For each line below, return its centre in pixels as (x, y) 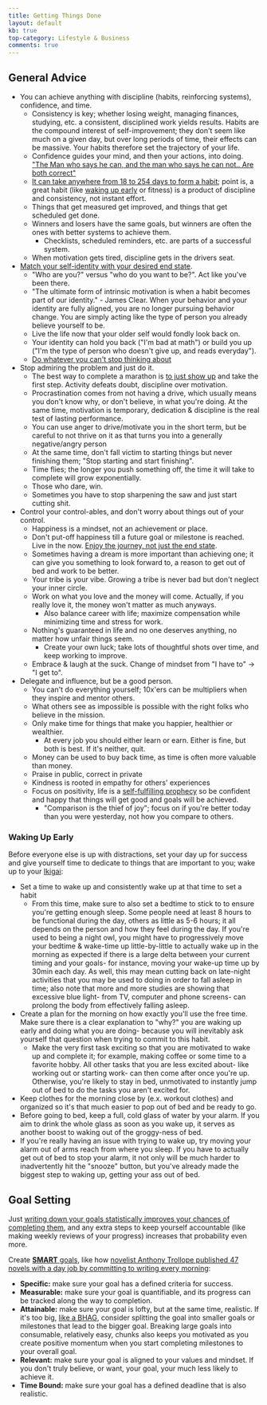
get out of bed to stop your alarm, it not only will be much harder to (130, 1158)
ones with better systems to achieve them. (101, 232)
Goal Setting (40, 1200)
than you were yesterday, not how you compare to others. (138, 816)
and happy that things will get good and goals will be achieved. (135, 799)
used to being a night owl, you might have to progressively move (138, 938)
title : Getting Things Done (55, 16)
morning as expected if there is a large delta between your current (141, 955)
